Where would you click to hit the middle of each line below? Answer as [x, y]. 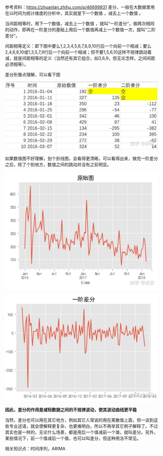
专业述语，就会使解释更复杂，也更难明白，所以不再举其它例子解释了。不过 [83, 426]
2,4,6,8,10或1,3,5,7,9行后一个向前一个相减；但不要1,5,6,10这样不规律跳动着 [78, 52]
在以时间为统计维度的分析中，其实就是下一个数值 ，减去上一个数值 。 [74, 13]
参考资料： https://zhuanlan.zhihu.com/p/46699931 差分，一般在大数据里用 [80, 7]
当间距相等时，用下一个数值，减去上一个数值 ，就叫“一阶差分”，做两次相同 [80, 24]
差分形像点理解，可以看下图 [33, 75]
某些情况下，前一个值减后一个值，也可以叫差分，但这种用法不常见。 [73, 438]
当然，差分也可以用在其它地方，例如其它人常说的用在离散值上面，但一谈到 [79, 420]
